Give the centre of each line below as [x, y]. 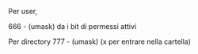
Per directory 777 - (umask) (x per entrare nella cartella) [100, 41]
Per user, [23, 11]
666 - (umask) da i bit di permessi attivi [72, 26]
